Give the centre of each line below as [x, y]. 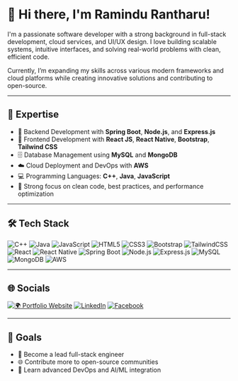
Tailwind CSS [38, 147]
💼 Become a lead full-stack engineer [71, 355]
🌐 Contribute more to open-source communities [88, 362]
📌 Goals [25, 337]
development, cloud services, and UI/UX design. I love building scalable [112, 41]
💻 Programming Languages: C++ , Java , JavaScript [93, 176]
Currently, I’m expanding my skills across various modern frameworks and [116, 70]
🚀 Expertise [33, 115]
